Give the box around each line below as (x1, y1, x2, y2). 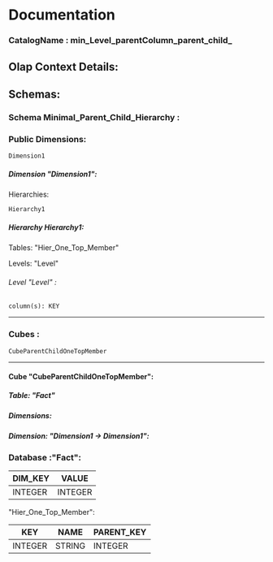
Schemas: (8, 87, 61, 101)
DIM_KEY (12, 473, 50, 484)
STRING (55, 540, 86, 551)
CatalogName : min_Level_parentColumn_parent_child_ (8, 35, 233, 46)
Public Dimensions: (8, 133, 87, 145)
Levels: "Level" (8, 258, 59, 269)
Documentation (8, 6, 116, 24)
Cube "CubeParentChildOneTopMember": (8, 372, 154, 382)
